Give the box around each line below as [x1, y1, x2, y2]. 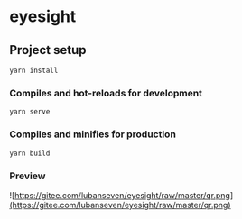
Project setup [9, 42, 88, 58]
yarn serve [9, 107, 51, 116]
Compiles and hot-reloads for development [9, 87, 203, 99]
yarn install [9, 66, 59, 75]
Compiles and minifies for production [9, 128, 176, 141]
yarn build [9, 149, 51, 158]
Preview [9, 169, 46, 182]
